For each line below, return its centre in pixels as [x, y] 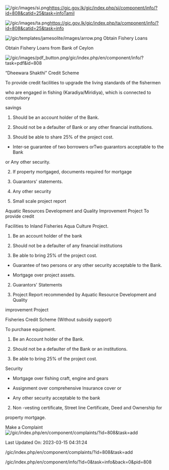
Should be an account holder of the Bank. [56, 117]
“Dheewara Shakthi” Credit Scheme [42, 73]
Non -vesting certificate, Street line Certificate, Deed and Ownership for [87, 408]
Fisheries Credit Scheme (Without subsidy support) [59, 319]
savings [13, 108]
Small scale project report [39, 201]
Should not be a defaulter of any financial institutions [67, 246]
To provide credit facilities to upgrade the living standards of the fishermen [83, 83]
